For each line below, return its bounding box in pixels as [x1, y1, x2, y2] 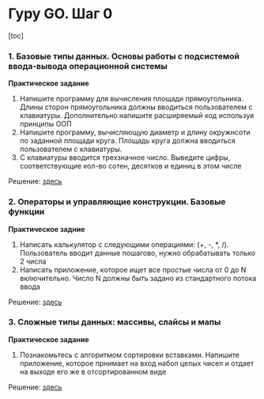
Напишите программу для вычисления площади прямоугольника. [19, 94, 243, 104]
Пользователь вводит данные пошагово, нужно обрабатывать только [19, 248, 255, 257]
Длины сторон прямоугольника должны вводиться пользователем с [19, 102, 253, 112]
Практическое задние [8, 224, 85, 234]
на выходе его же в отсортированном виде [19, 367, 167, 376]
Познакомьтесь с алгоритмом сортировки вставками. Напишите [19, 350, 239, 359]
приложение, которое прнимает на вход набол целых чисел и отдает [19, 358, 255, 368]
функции [8, 207, 45, 218]
